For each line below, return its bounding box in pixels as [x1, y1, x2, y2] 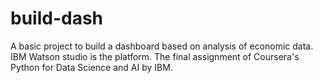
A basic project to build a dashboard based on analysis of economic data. [10, 40, 314, 52]
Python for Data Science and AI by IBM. [10, 61, 173, 73]
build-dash [10, 7, 104, 30]
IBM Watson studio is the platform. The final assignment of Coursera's [10, 50, 300, 62]
